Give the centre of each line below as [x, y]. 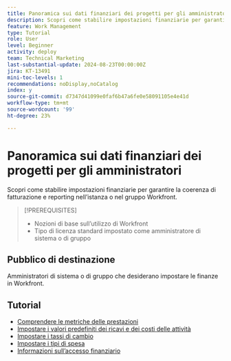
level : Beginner [30, 45]
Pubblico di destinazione [61, 260]
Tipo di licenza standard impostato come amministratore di [118, 230]
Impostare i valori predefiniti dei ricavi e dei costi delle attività [104, 329]
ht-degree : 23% [29, 116]
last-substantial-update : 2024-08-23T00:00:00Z [77, 65]
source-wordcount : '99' [41, 109]
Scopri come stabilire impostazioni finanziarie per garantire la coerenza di [112, 189]
